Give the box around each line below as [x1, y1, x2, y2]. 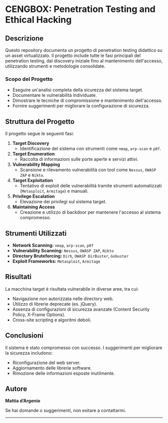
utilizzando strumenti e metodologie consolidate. [5, 63, 106, 69]
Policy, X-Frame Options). [12, 311, 66, 318]
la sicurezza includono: [5, 350, 53, 356]
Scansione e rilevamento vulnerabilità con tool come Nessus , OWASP [19, 167, 156, 173]
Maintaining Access [12, 204, 55, 210]
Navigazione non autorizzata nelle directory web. [12, 296, 114, 302]
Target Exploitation [12, 177, 53, 183]
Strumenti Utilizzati [5, 229, 66, 238]
